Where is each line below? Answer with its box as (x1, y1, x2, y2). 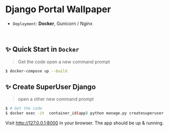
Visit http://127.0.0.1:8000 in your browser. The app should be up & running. (5, 120, 164, 126)
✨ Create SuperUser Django (5, 83, 96, 91)
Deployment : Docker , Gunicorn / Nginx (12, 20, 93, 27)
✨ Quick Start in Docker (5, 45, 79, 54)
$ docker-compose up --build (5, 68, 68, 73)
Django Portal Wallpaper (5, 4, 111, 15)
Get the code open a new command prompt (17, 59, 110, 65)
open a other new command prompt (17, 96, 94, 102)
